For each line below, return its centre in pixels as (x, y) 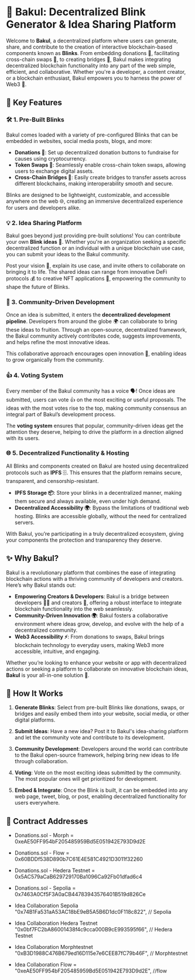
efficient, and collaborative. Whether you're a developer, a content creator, (96, 72)
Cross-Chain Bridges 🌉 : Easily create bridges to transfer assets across (100, 177)
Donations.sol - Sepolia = (45, 888)
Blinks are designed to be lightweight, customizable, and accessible (88, 195)
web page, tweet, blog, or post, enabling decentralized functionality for (100, 797)
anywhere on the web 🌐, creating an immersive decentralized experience (95, 201)
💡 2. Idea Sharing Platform (44, 223)
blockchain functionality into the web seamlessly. (74, 608)
